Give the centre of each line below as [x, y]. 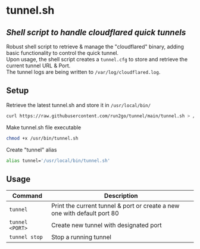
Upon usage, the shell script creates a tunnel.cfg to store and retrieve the [97, 59]
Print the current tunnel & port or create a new [115, 206]
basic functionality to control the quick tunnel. [62, 53]
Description [121, 196]
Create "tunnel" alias [32, 150]
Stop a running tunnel [82, 237]
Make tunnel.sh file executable [44, 127]
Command [27, 196]
